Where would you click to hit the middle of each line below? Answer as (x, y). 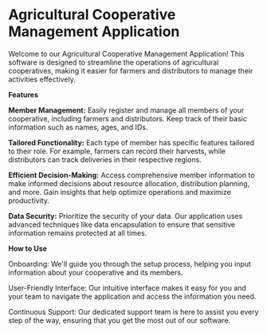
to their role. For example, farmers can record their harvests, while (117, 151)
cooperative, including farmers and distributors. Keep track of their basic (128, 118)
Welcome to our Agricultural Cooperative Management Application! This (126, 54)
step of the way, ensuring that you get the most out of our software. (120, 320)
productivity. (29, 200)
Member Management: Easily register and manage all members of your (126, 110)
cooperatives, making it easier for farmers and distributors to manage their (131, 70)
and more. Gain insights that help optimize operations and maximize (120, 192)
